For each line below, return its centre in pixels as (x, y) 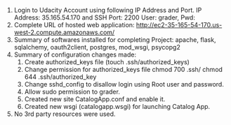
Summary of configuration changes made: (75, 54)
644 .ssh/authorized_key (60, 77)
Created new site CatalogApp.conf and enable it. (95, 99)
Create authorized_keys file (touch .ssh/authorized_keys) (107, 62)
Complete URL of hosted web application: (74, 25)
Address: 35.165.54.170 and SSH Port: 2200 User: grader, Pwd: (104, 17)
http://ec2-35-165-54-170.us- (179, 25)
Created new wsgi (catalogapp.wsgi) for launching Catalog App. (117, 106)
